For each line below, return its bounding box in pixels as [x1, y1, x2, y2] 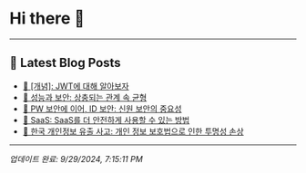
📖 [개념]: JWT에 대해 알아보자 [22, 81, 129, 91]
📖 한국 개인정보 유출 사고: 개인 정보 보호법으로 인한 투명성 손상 [22, 126, 244, 137]
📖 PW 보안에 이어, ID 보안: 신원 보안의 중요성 [22, 103, 182, 114]
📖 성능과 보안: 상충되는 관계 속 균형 [22, 91, 148, 102]
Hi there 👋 [9, 8, 85, 29]
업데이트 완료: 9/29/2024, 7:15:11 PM [9, 153, 143, 164]
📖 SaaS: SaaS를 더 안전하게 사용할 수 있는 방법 [22, 114, 190, 125]
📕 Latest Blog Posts [9, 55, 121, 71]
